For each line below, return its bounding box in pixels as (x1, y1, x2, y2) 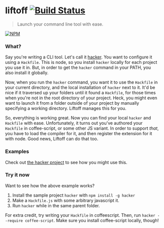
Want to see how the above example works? (5, 182, 95, 189)
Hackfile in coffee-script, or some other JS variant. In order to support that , (5, 125, 159, 131)
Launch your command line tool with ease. (17, 21, 103, 27)
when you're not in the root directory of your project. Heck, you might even (5, 95, 158, 101)
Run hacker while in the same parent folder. (12, 202, 100, 208)
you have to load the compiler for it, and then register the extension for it (5, 131, 153, 137)
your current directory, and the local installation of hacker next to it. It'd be (5, 85, 155, 90)
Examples (5, 148, 30, 155)
